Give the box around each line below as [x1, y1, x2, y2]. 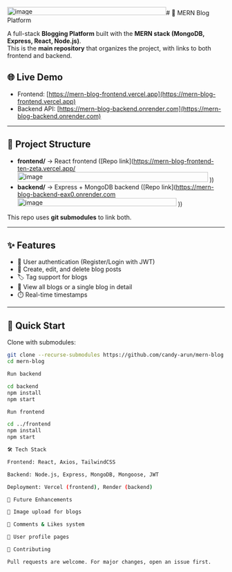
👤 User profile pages [7, 533, 70, 541]
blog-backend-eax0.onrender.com [17, 190, 116, 199]
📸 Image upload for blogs [7, 508, 81, 515]
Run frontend [7, 408, 45, 415]
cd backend [7, 382, 39, 390]
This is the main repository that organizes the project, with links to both [7, 44, 212, 52]
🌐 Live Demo [7, 71, 64, 83]
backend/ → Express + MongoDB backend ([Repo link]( [17, 183, 176, 191]
